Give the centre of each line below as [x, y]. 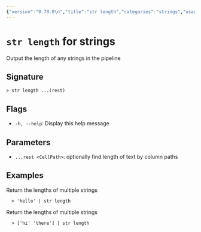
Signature [25, 76]
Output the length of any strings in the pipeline [63, 58]
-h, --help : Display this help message [62, 123]
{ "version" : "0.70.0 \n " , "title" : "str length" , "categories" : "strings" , [95, 12]
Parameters [28, 142]
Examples [25, 175]
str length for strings [61, 41]
